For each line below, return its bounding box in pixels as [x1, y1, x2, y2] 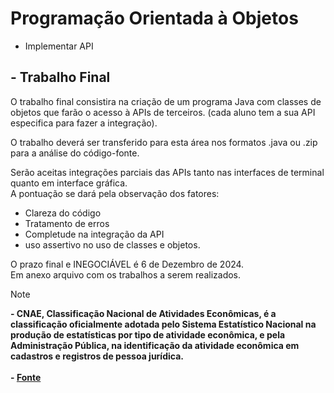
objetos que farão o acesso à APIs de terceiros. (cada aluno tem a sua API [10, 106, 316, 118]
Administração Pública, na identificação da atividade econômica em [10, 339, 300, 351]
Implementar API [24, 40, 94, 52]
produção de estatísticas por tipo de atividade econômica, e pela [10, 328, 286, 341]
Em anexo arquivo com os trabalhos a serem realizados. [10, 268, 242, 281]
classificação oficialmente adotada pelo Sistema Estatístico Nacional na [10, 318, 317, 330]
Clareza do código [24, 207, 102, 219]
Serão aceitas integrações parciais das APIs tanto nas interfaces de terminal [10, 166, 325, 178]
